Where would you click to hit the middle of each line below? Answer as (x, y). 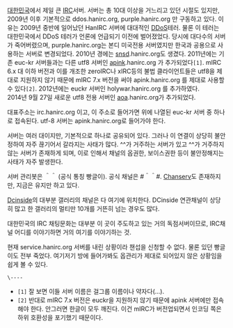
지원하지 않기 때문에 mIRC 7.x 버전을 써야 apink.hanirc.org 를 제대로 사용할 (122, 80)
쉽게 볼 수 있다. (28, 264)
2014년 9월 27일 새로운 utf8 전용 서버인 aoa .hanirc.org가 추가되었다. (102, 97)
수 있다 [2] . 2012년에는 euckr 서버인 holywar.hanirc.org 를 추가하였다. (103, 88)
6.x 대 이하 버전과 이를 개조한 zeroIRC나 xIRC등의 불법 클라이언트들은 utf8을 (111, 71)
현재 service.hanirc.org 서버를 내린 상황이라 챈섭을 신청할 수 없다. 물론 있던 (110, 247)
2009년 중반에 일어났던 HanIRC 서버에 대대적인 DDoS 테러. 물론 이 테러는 (120, 28)
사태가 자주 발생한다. (35, 162)
